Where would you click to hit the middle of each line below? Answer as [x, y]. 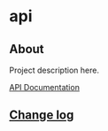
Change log [42, 116]
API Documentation [44, 87]
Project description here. [54, 70]
